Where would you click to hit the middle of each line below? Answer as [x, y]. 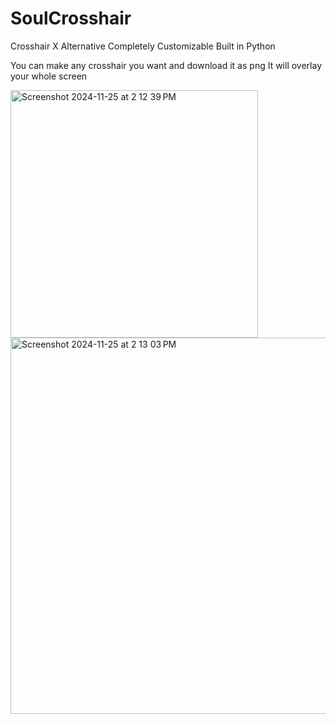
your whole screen [49, 76]
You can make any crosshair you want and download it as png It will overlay [166, 65]
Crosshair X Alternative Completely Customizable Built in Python [143, 46]
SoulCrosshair [71, 18]
